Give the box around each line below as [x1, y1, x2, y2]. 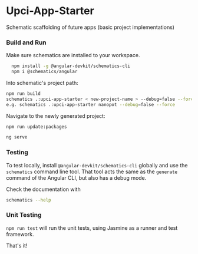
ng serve [6, 134, 28, 140]
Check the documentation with [6, 186, 81, 193]
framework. [6, 230, 34, 237]
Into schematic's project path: [6, 79, 78, 86]
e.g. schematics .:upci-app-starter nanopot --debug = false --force [6, 101, 176, 107]
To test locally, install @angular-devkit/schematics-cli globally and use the [6, 161, 188, 169]
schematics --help [6, 197, 51, 203]
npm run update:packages [6, 124, 67, 130]
